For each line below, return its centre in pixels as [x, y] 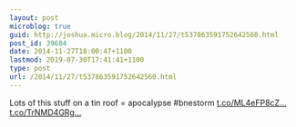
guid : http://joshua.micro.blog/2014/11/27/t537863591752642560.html [144, 34]
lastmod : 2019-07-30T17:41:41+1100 [77, 60]
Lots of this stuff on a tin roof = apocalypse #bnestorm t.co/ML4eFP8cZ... [148, 103]
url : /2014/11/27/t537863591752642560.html [93, 77]
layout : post [34, 18]
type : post [30, 69]
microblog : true [40, 26]
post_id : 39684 [38, 43]
